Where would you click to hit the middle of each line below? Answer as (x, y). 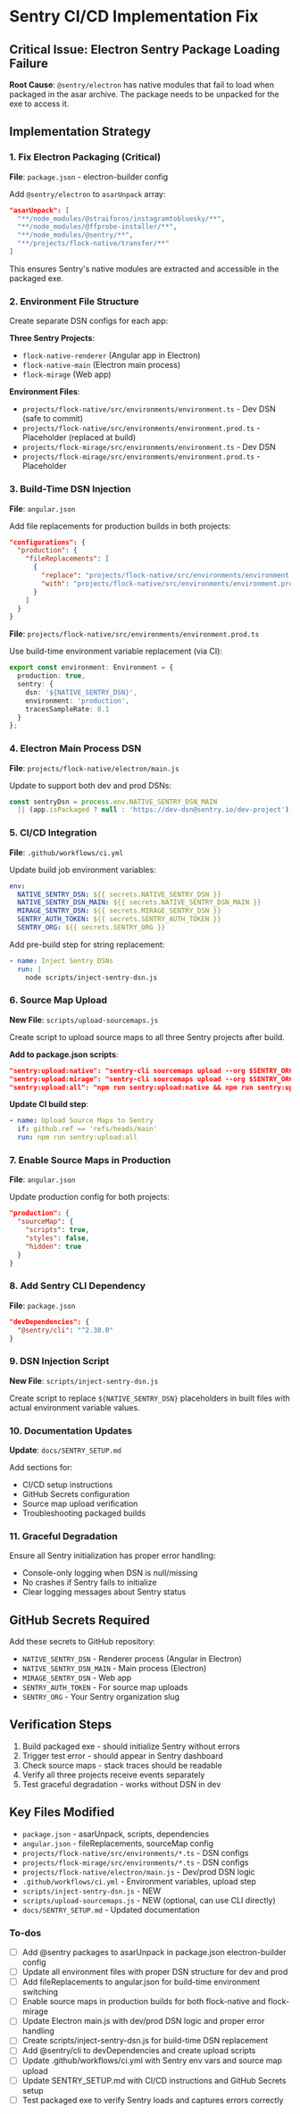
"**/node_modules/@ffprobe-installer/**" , (97, 227)
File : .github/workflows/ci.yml (66, 852)
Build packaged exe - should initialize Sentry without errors (131, 1746)
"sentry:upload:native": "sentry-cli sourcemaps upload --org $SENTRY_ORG (151, 1070)
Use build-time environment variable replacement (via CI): (116, 651)
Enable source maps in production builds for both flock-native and (144, 2002)
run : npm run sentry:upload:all (78, 1137)
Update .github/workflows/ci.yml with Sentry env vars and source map (152, 2060)
